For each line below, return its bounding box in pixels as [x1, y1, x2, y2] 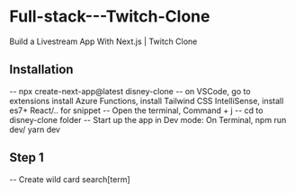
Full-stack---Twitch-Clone [9, 6, 210, 27]
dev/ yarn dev [9, 124, 61, 135]
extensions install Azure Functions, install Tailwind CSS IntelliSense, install [9, 95, 284, 106]
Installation [9, 62, 74, 77]
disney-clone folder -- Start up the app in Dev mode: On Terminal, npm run [9, 114, 287, 125]
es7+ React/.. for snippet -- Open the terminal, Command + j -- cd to [9, 105, 264, 116]
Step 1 [9, 150, 45, 165]
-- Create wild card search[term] [9, 173, 130, 185]
